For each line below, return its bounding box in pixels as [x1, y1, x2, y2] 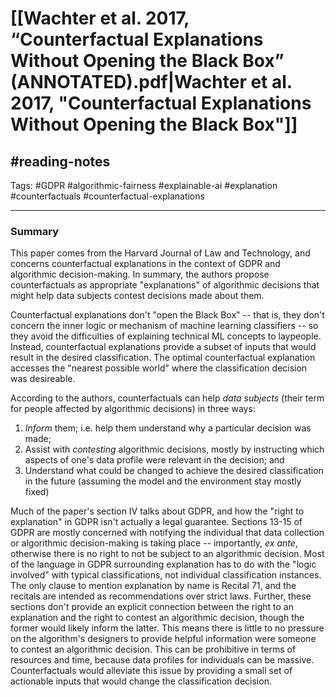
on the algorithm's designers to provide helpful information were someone [10, 633, 317, 645]
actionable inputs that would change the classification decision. [10, 675, 272, 687]
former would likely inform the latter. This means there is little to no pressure [10, 622, 325, 634]
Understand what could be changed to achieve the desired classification [24, 465, 324, 477]
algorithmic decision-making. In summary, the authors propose [10, 268, 270, 281]
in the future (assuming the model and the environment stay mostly [24, 475, 302, 487]
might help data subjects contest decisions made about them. [10, 290, 265, 302]
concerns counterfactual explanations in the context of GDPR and [10, 258, 281, 270]
